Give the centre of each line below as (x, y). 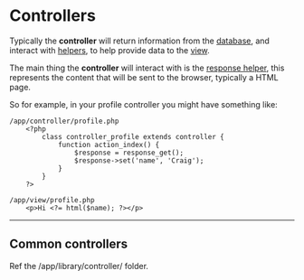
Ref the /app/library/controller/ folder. (79, 266)
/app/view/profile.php (52, 200)
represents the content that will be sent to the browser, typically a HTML (144, 77)
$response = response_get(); (128, 153)
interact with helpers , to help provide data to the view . (109, 50)
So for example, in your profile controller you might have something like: (143, 104)
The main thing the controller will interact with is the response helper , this (147, 68)
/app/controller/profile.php (64, 121)
